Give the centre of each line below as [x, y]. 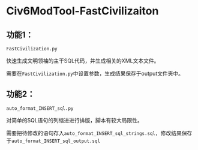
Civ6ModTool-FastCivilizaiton [82, 11]
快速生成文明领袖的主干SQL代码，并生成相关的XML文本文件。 [83, 61]
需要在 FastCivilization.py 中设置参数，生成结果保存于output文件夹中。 [95, 73]
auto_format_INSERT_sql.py [40, 108]
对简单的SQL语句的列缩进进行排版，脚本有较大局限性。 [74, 120]
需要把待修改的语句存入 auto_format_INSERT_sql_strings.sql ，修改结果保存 [99, 133]
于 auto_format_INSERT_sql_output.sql [53, 140]
